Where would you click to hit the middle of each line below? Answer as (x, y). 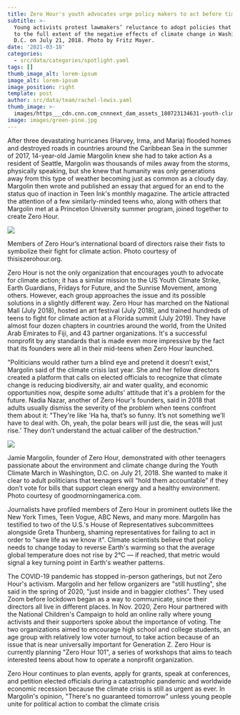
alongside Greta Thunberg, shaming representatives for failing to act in (111, 532)
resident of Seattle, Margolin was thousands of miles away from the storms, (119, 163)
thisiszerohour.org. (35, 258)
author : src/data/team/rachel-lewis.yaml (70, 101)
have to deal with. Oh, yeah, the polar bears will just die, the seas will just (115, 422)
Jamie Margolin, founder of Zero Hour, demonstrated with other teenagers (117, 457)
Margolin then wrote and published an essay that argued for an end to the (116, 186)
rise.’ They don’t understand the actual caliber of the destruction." (104, 430)
